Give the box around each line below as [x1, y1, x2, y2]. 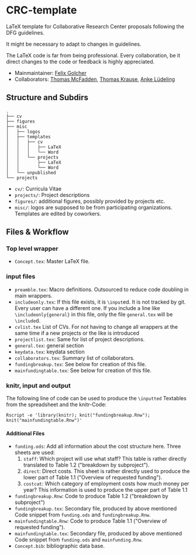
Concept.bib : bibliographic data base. [14, 543, 105, 550]
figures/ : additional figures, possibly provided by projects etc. [14, 198, 166, 205]
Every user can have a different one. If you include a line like [14, 304, 160, 311]
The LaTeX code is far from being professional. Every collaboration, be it [6, 52, 180, 59]
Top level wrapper [6, 244, 59, 253]
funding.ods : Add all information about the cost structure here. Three [14, 443, 181, 450]
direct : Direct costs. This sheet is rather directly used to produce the [23, 468, 190, 475]
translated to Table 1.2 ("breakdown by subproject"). [23, 461, 150, 469]
